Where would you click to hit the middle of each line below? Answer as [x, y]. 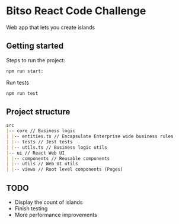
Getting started [35, 46]
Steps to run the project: [36, 60]
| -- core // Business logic [41, 131]
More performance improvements [56, 215]
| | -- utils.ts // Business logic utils [57, 147]
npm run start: [25, 71]
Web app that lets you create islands [51, 27]
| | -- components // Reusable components [58, 158]
